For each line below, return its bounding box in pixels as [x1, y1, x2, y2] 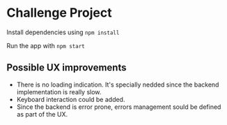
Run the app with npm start [6, 41, 85, 50]
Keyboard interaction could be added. [16, 95, 125, 103]
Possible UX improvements [6, 61, 127, 74]
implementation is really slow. [16, 87, 102, 96]
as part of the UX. [16, 110, 68, 118]
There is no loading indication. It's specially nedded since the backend [16, 80, 219, 89]
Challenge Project [6, 5, 112, 21]
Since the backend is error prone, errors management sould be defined [16, 103, 221, 111]
